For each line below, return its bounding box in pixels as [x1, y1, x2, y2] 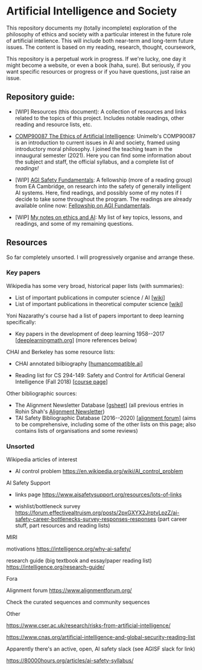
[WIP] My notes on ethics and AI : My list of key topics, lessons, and [14, 213, 183, 221]
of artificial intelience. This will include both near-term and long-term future [6, 37, 194, 44]
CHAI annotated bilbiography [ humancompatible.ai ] [14, 360, 143, 367]
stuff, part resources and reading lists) [14, 522, 110, 529]
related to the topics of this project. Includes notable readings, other [14, 114, 185, 121]
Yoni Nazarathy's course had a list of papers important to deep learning [6, 312, 184, 319]
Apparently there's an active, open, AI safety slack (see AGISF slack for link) [6, 645, 195, 652]
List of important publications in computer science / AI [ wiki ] [14, 294, 165, 301]
